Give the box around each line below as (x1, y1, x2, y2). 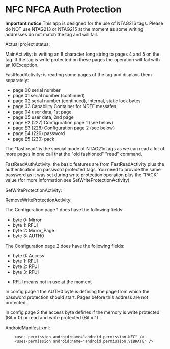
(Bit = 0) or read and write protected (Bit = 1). (5, 314, 100, 320)
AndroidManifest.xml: (5, 325, 50, 331)
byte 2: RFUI (12, 263, 39, 270)
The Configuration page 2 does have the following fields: (5, 243, 125, 249)
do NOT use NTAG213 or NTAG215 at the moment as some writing (5, 25, 144, 32)
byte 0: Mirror (12, 217, 42, 223)
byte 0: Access (12, 252, 45, 258)
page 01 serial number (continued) (12, 92, 85, 98)
